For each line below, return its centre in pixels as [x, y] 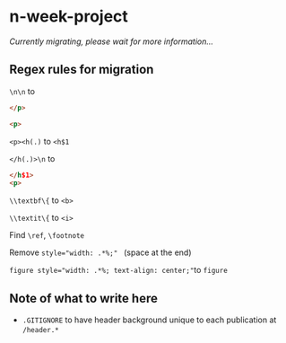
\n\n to [22, 91]
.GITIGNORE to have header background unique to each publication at [149, 320]
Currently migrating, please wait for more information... [111, 41]
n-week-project [69, 17]
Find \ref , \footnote [47, 235]
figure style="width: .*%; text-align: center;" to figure [119, 270]
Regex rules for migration [82, 70]
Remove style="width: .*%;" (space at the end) [100, 252]
